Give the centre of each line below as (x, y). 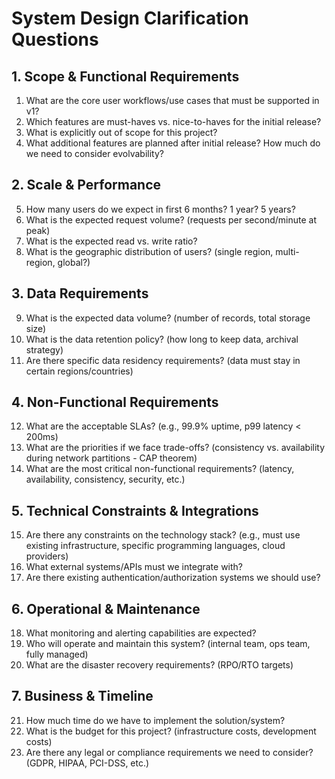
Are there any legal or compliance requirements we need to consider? (169, 752)
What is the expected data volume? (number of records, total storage (168, 318)
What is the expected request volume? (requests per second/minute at (171, 219)
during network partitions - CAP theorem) (111, 458)
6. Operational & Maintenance (106, 608)
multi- (287, 251)
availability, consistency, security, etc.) (105, 479)
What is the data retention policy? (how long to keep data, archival (162, 339)
